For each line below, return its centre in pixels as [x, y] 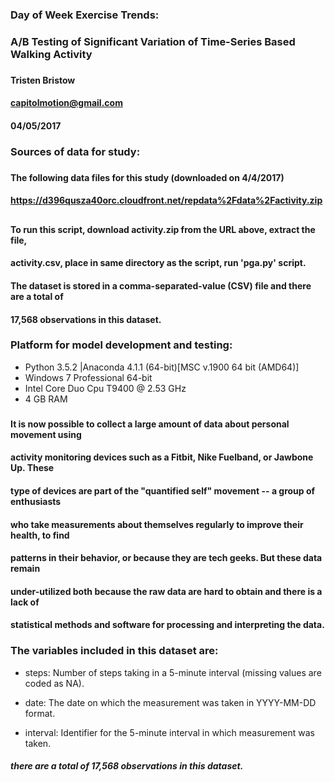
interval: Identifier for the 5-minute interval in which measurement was [169, 732]
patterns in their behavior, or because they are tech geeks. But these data [166, 558]
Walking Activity [51, 54]
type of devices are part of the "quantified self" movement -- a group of [163, 490]
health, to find [40, 535]
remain [25, 569]
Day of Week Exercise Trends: [85, 15]
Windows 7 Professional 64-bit [88, 377]
